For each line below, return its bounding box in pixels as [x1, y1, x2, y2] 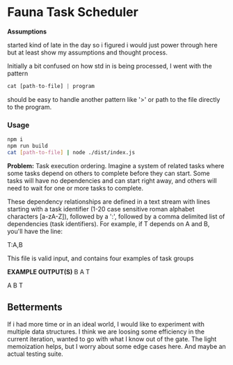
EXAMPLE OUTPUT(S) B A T [7, 267, 90, 276]
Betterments [7, 301, 63, 313]
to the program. [7, 103, 52, 111]
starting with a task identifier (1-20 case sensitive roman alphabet [7, 204, 195, 213]
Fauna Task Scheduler [7, 4, 139, 20]
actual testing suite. [7, 350, 64, 358]
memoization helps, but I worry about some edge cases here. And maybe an [7, 342, 226, 350]
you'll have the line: [7, 227, 63, 235]
